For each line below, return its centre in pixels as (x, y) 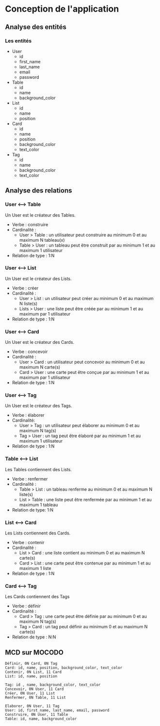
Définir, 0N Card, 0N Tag (31, 664)
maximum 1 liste (35, 568)
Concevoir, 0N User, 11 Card (34, 689)
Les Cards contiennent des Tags (37, 597)
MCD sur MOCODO (34, 652)
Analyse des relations (39, 191)
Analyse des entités (36, 27)
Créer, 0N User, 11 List (30, 693)
